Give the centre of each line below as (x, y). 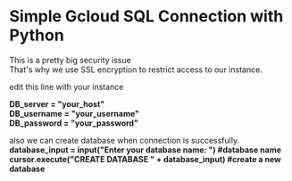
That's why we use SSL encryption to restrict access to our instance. (136, 70)
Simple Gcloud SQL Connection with (146, 16)
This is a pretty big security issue (70, 60)
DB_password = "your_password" (74, 123)
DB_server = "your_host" (57, 103)
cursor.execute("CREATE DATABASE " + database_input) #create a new (145, 159)
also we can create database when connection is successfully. (124, 140)
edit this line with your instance (67, 86)
